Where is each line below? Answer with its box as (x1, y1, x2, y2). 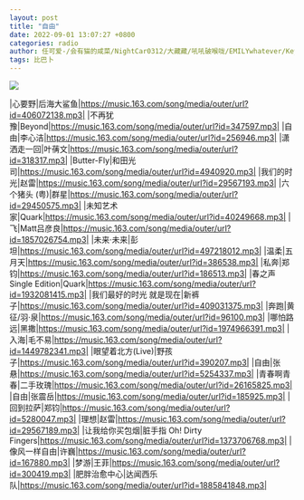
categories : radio (9, 38, 79, 48)
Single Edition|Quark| (9, 278, 89, 289)
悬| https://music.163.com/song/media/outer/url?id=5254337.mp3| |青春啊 (9, 369, 283, 379)
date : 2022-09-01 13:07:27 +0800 (9, 30, 136, 39)
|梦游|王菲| (71, 457, 113, 467)
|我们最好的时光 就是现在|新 (89, 289, 192, 300)
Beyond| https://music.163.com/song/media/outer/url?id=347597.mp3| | (19, 121, 285, 131)
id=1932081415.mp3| (9, 289, 88, 300)
